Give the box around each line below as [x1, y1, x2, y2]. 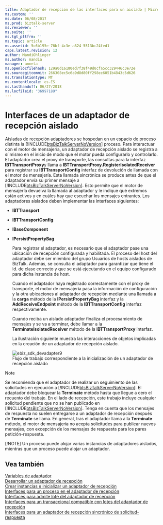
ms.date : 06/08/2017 [5, 16, 47, 21]
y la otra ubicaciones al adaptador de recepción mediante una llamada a [12, 291, 157, 297]
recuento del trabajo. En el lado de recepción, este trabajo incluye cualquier [5, 395, 157, 401]
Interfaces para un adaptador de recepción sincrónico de [5, 509, 119, 515]
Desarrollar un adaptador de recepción [5, 478, 82, 484]
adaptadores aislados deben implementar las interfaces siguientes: [5, 198, 139, 204]
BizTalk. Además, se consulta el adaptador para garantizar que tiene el [12, 261, 154, 267]
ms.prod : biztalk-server [5, 20, 55, 26]
